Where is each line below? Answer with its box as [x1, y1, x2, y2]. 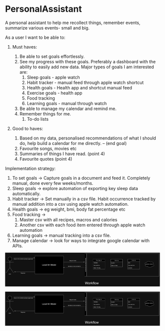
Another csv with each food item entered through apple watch [19, 222, 146, 228]
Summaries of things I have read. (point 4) [19, 151, 105, 157]
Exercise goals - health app [27, 90, 82, 96]
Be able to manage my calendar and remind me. [19, 106, 117, 111]
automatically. [12, 191, 41, 196]
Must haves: [12, 44, 37, 50]
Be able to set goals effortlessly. [19, 53, 85, 59]
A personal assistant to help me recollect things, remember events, [5, 20, 141, 26]
